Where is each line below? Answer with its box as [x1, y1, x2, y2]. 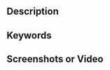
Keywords [6, 29, 52, 41]
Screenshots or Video [6, 53, 104, 65]
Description [6, 6, 59, 17]
